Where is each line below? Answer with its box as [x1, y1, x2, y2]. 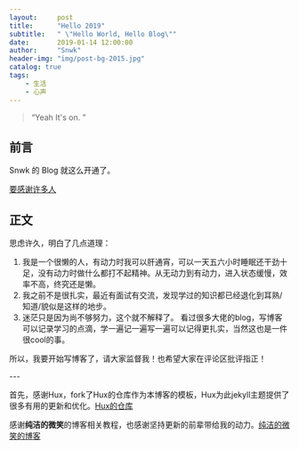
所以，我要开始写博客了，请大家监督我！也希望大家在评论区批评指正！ [9, 353, 267, 365]
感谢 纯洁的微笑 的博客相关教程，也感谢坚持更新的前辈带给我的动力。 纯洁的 [9, 420, 282, 430]
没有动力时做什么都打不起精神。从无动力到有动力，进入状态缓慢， [37, 268, 280, 278]
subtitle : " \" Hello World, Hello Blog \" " [9, 29, 177, 38]
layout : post [9, 12, 74, 22]
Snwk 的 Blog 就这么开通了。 [9, 165, 116, 176]
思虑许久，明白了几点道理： [9, 237, 111, 249]
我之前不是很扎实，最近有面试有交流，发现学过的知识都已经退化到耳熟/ [21, 290, 283, 301]
